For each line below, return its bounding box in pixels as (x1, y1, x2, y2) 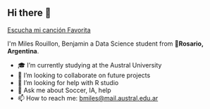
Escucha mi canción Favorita (7, 25, 91, 34)
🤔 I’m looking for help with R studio (17, 78, 119, 86)
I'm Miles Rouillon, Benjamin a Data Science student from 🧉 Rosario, (7, 39, 204, 48)
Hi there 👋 (7, 7, 51, 19)
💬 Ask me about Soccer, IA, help (17, 86, 111, 94)
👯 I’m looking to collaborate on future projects (17, 71, 151, 79)
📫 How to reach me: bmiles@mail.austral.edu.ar (17, 94, 159, 102)
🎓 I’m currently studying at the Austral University (17, 60, 162, 69)
